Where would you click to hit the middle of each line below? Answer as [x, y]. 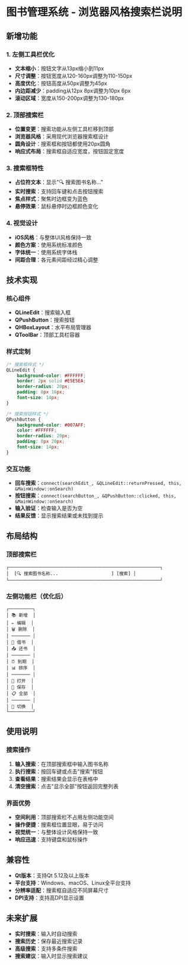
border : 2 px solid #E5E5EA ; [51, 381]
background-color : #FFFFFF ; [51, 376]
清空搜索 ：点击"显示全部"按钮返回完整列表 [66, 786]
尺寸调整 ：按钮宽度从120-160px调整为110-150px [73, 75]
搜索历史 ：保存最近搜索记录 [49, 941]
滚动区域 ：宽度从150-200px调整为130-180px [69, 98]
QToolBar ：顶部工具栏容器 [47, 335]
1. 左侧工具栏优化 [31, 54]
